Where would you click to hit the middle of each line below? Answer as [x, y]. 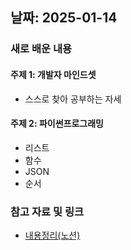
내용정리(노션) [52, 235]
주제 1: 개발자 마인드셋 [53, 74]
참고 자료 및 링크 [47, 211]
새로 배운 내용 [41, 49]
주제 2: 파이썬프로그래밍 [57, 124]
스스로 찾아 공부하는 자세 [73, 99]
